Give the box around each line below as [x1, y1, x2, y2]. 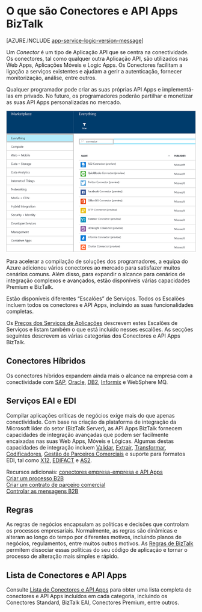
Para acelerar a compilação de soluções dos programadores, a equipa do [6, 258, 188, 265]
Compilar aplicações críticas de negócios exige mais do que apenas [6, 412, 176, 419]
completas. [6, 308, 34, 315]
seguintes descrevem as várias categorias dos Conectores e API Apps [6, 332, 180, 339]
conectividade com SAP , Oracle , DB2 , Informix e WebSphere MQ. [6, 378, 168, 386]
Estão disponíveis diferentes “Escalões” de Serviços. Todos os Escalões [6, 295, 185, 302]
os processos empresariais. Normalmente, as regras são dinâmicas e [6, 527, 177, 534]
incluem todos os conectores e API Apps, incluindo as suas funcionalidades [6, 301, 194, 308]
